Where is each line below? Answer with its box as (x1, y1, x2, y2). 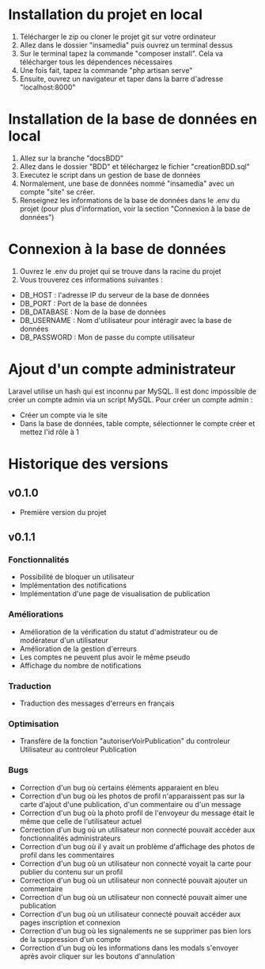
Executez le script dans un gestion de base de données (19, 170, 201, 179)
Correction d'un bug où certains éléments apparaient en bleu (19, 783, 219, 792)
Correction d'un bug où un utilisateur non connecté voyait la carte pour (19, 859, 252, 868)
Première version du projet (19, 507, 107, 517)
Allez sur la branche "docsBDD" (19, 153, 124, 163)
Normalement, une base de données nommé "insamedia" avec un (19, 179, 235, 188)
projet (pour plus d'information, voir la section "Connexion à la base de (19, 204, 251, 213)
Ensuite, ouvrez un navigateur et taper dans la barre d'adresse (19, 74, 224, 83)
